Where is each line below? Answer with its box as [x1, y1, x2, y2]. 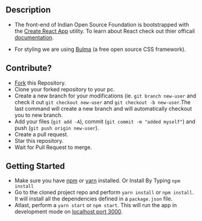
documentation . [14, 33, 54, 41]
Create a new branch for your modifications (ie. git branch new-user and [14, 92, 197, 99]
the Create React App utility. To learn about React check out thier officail [14, 27, 195, 35]
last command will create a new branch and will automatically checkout [14, 105, 192, 112]
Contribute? [5, 63, 52, 73]
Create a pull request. [14, 130, 69, 138]
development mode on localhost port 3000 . [14, 208, 123, 216]
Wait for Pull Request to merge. [14, 143, 92, 151]
